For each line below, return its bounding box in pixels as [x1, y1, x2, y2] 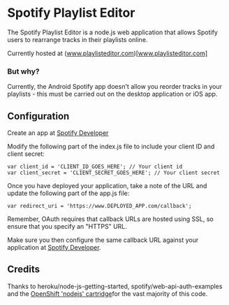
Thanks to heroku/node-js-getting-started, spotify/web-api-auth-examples [7, 282, 223, 290]
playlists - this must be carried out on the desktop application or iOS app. [7, 90, 218, 99]
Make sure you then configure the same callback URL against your [7, 236, 199, 244]
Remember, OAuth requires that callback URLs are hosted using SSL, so [7, 215, 214, 223]
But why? [7, 66, 40, 76]
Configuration [7, 110, 70, 122]
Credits [7, 264, 40, 276]
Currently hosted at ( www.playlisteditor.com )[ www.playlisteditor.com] [7, 49, 208, 57]
